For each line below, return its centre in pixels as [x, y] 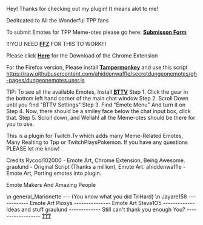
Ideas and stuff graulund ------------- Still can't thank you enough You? [96, 209]
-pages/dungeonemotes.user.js [45, 80]
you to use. [20, 124]
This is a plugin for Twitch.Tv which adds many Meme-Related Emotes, [95, 136]
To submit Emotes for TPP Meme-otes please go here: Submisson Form [96, 32]
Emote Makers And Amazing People [51, 185]
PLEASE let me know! [33, 148]
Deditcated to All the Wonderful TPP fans [58, 20]
